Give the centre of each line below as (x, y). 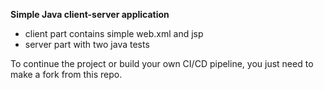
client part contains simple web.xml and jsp (114, 33)
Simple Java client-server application (90, 14)
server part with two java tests (87, 44)
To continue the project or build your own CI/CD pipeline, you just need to (162, 63)
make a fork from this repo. (66, 74)
